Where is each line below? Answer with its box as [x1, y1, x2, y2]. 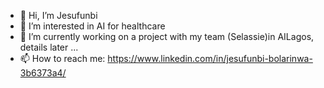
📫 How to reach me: [19, 53, 106, 64]
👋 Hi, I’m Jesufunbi [19, 10, 98, 21]
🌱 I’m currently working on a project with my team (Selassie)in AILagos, [19, 31, 315, 42]
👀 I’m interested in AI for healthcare [19, 20, 166, 32]
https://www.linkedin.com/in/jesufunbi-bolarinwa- [107, 53, 313, 64]
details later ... [19, 41, 79, 53]
